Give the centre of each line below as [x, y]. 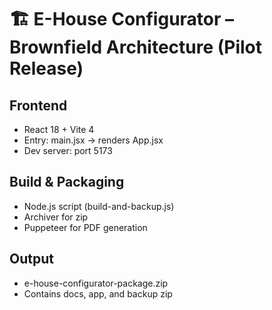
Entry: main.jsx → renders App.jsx [93, 140]
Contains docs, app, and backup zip [98, 293]
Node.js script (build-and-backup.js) [99, 206]
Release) [46, 68]
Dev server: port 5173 [68, 150]
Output [31, 259]
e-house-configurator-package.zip [96, 283]
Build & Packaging [67, 182]
